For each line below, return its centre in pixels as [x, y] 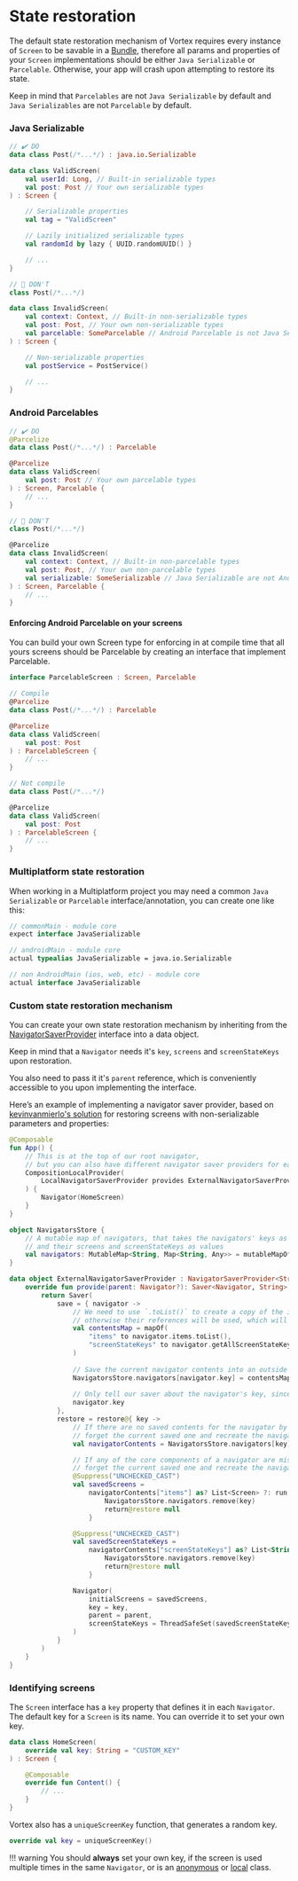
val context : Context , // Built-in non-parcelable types [133, 562]
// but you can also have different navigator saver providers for [152, 1164]
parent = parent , [120, 1616]
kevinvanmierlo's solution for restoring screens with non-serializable [134, 1114]
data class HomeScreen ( [53, 1742]
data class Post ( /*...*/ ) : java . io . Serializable [103, 155]
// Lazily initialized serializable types [105, 236]
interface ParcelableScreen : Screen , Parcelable [103, 678]
